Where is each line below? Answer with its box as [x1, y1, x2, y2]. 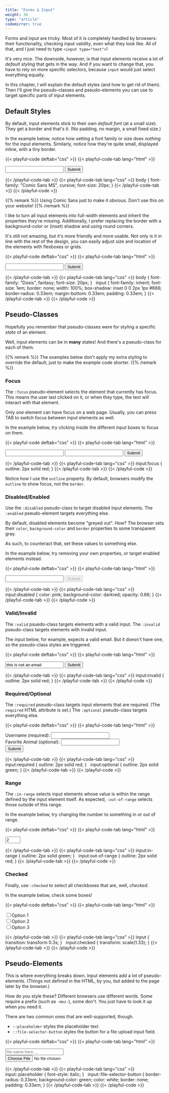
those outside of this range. [5, 802, 63, 808]
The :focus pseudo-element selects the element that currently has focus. [5, 389, 158, 395]
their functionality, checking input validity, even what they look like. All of [5, 41, 157, 47]
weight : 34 [5, 12, 28, 17]
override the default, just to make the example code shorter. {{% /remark [5, 359, 157, 365]
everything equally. [5, 72, 45, 78]
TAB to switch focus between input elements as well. [5, 415, 115, 421]
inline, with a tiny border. [5, 146, 57, 152]
